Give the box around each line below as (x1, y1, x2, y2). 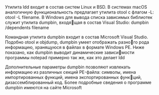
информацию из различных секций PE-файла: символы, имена (5, 69, 136, 75)
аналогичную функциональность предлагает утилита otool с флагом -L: (5, 9, 154, 15)
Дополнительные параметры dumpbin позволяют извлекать (5, 64, 131, 70)
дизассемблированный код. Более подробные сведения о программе (5, 79, 152, 85)
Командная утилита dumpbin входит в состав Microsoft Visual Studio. (5, 34, 148, 40)
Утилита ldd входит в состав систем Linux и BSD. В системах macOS (5, 4, 147, 10)
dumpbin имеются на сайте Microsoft (5, 85, 82, 90)
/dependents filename (5, 25, 50, 31)
